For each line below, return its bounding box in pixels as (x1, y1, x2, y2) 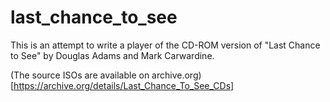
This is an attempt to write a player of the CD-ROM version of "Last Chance (10, 39, 321, 51)
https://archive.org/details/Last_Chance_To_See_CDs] (13, 79, 235, 91)
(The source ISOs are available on (10, 69, 150, 81)
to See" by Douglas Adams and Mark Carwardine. (10, 49, 215, 61)
